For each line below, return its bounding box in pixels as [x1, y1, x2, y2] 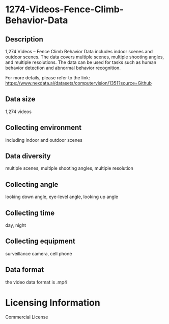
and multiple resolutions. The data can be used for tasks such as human [5, 59, 157, 65]
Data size [5, 95, 36, 103]
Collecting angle [5, 180, 59, 189]
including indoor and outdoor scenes [5, 137, 83, 143]
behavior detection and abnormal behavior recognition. [5, 65, 121, 71]
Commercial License [5, 314, 48, 320]
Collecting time [5, 208, 55, 217]
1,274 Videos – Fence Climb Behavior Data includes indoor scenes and [5, 49, 153, 54]
